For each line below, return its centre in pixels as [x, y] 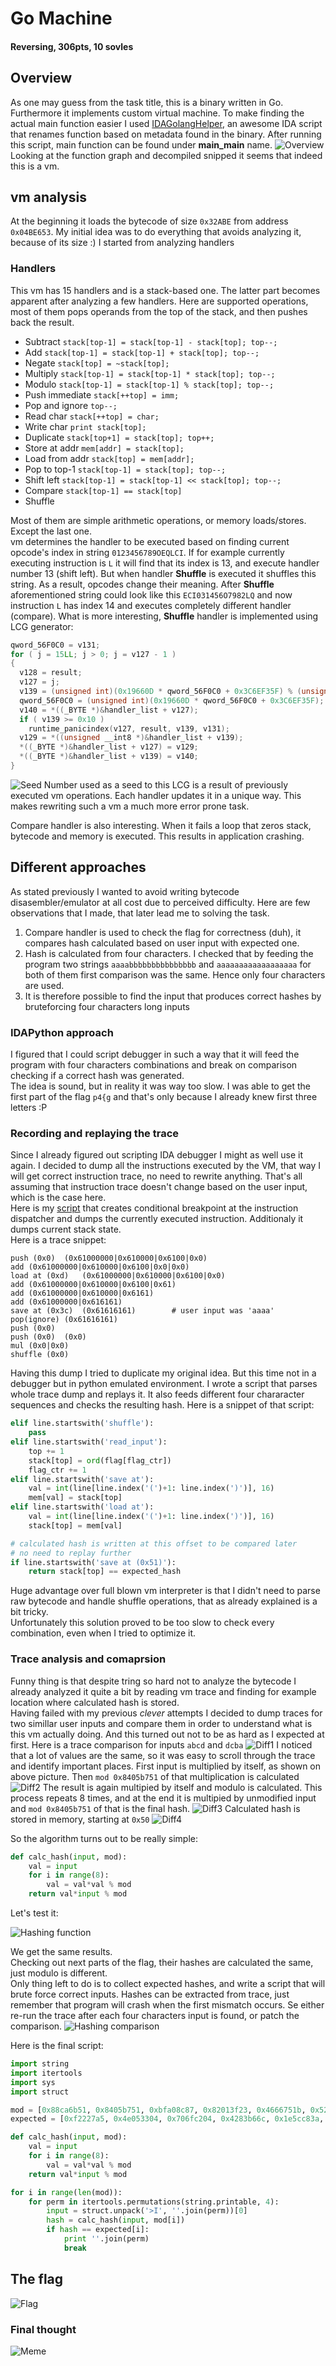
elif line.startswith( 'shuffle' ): [82, 1423]
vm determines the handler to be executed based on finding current [150, 541]
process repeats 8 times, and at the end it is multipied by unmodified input [163, 1798]
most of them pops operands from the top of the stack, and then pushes [159, 311]
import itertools [46, 2073]
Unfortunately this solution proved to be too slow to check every [142, 1623]
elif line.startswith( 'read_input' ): [89, 1442]
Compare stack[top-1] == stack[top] [103, 490]
